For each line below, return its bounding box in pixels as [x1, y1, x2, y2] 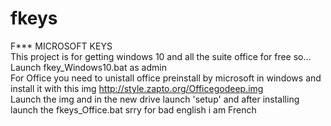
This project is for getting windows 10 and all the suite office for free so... [10, 50, 312, 62]
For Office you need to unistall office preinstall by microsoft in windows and [10, 72, 322, 84]
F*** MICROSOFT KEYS [10, 40, 113, 52]
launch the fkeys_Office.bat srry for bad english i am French [10, 103, 257, 116]
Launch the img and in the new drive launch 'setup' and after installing [10, 93, 300, 105]
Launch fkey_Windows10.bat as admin [10, 61, 167, 73]
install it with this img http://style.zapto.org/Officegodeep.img [10, 82, 264, 94]
